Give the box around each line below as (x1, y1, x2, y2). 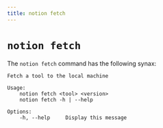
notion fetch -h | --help (19, 96, 94, 103)
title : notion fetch (7, 10, 66, 17)
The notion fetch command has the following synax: (7, 59, 157, 67)
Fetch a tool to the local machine (7, 72, 109, 79)
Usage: (7, 84, 26, 91)
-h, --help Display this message (19, 114, 127, 121)
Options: (7, 108, 32, 115)
